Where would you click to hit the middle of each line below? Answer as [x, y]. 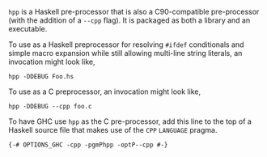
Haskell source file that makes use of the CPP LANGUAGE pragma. [113, 130]
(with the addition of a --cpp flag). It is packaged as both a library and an [129, 20]
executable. [28, 29]
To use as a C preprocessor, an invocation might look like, [104, 91]
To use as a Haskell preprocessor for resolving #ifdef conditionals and [126, 45]
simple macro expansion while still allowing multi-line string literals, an [125, 53]
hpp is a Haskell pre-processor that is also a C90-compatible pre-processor [134, 12]
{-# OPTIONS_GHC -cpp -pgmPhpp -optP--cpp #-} [88, 145]
